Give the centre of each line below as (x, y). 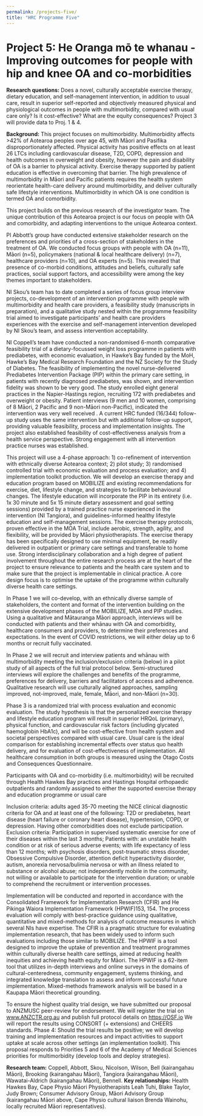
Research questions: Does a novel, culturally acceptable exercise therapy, (99, 90)
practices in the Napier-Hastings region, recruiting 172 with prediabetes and (101, 394)
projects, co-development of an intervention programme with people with (98, 299)
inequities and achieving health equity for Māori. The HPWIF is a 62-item (97, 961)
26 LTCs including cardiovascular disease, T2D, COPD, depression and (95, 154)
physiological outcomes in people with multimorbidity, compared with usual (101, 109)
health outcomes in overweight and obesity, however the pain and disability (101, 160)
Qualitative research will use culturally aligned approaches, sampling (92, 687)
